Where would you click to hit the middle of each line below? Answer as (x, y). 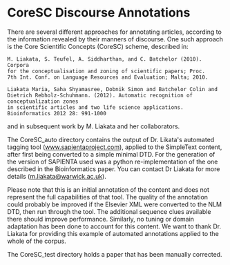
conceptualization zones (43, 101)
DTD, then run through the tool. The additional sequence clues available (109, 211)
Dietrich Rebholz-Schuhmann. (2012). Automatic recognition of (100, 95)
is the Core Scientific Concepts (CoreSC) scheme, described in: (98, 46)
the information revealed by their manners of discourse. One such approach (115, 39)
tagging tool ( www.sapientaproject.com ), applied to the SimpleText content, (115, 147)
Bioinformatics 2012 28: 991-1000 (57, 113)
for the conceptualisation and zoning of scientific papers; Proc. (106, 71)
